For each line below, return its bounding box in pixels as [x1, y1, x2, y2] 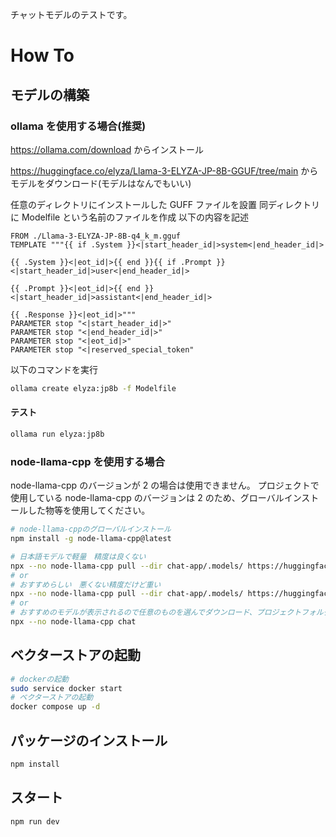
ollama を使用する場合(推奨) [10, 119, 147, 133]
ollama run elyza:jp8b [10, 429, 105, 439]
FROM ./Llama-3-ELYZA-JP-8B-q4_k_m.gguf [10, 231, 182, 241]
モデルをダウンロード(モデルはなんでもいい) [10, 177, 192, 189]
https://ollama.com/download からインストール [10, 143, 204, 155]
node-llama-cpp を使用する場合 [10, 454, 166, 468]
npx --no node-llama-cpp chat [10, 617, 137, 627]
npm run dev [10, 816, 60, 827]
